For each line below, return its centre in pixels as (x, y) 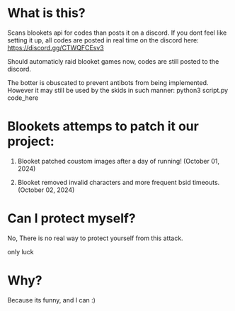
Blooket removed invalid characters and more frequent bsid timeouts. (119, 182)
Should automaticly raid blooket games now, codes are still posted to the (113, 61)
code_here (23, 98)
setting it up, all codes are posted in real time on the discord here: (103, 40)
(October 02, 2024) (46, 190)
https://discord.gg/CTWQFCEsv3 (56, 47)
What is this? (47, 13)
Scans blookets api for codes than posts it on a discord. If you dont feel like (117, 33)
